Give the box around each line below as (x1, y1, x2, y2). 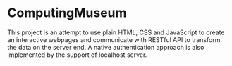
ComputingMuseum (7, 5, 127, 21)
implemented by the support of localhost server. (7, 51, 147, 59)
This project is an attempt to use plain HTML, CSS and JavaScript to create (7, 28, 225, 37)
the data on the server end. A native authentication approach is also (7, 43, 204, 51)
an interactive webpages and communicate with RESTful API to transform (7, 35, 221, 44)
